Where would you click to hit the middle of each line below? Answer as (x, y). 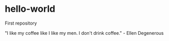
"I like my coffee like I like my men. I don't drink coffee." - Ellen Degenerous (84, 33)
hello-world (30, 9)
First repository (21, 23)
